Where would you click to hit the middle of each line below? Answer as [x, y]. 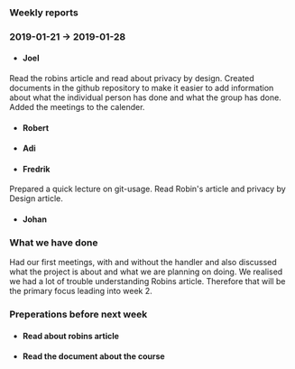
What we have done [54, 243]
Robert [36, 127]
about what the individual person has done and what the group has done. [145, 97]
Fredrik [36, 169]
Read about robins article [71, 336]
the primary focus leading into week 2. [81, 291]
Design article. [36, 198]
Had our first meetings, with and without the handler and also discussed [143, 263]
